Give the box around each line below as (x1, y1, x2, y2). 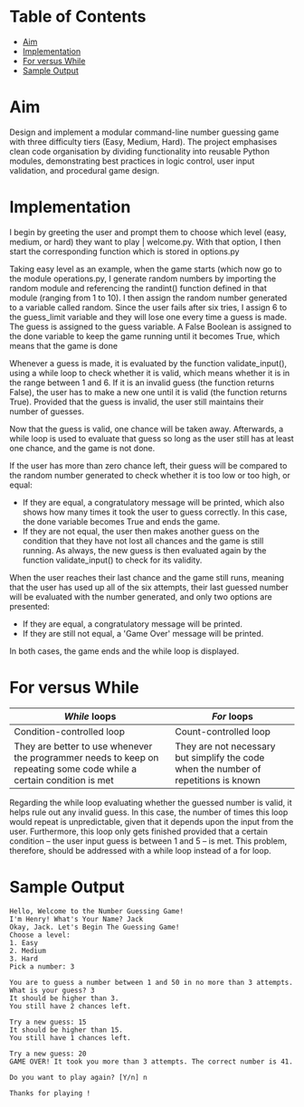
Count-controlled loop (175, 725, 271, 738)
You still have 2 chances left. (9, 1001, 131, 1010)
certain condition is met (14, 773, 115, 786)
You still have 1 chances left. (9, 1033, 131, 1042)
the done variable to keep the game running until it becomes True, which (9, 330, 280, 341)
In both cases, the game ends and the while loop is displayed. (9, 645, 240, 657)
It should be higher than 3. (9, 993, 119, 1003)
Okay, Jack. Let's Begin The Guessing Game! (9, 922, 180, 932)
